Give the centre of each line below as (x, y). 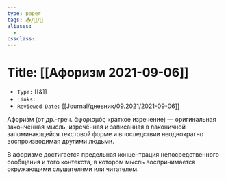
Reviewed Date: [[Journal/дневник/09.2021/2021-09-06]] (98, 106)
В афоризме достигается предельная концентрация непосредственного (113, 155)
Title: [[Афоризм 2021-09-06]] (98, 73)
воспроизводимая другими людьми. (61, 142)
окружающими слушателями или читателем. (73, 169)
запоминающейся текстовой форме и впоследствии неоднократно (105, 134)
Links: (26, 100)
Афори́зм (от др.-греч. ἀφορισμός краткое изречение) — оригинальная (112, 120)
